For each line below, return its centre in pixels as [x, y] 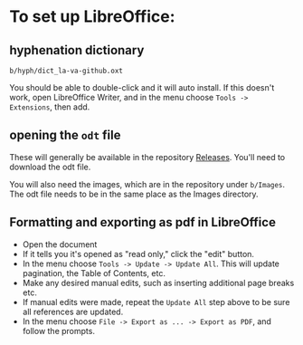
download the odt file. [50, 167]
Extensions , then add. [50, 107]
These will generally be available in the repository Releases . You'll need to [147, 157]
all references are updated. [73, 311]
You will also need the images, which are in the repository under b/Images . [147, 184]
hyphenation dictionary [77, 50]
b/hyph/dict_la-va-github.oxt [66, 71]
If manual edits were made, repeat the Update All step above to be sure [156, 302]
